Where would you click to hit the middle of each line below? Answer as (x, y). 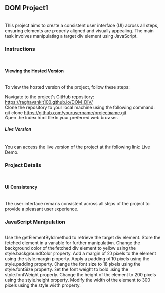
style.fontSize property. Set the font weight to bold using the (67, 269)
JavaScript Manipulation (35, 222)
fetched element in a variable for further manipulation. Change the (73, 243)
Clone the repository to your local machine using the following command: (80, 107)
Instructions (20, 49)
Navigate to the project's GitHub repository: (50, 97)
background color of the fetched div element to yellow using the (71, 248)
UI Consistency (21, 187)
